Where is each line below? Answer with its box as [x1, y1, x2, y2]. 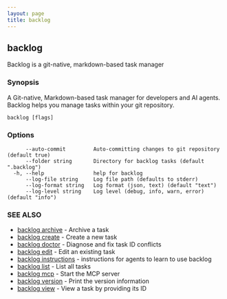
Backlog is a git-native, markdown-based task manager [7, 60, 164, 69]
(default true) [7, 151, 51, 159]
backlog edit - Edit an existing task [17, 248, 116, 256]
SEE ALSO [7, 210, 42, 220]
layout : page [7, 10, 45, 17]
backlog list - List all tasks [17, 262, 91, 271]
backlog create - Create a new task [17, 233, 118, 242]
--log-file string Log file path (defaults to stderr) [25, 175, 198, 183]
